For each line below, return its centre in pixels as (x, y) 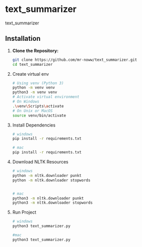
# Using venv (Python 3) (38, 83)
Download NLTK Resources (40, 162)
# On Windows (26, 102)
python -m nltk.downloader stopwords (51, 180)
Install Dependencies (34, 125)
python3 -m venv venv (35, 92)
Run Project (24, 212)
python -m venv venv (34, 88)
